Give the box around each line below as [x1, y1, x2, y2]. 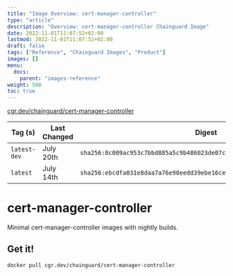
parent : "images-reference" [19, 74, 101, 82]
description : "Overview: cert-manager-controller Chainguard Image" [7, 23, 209, 30]
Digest [195, 128, 217, 138]
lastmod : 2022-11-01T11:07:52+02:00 [7, 36, 113, 43]
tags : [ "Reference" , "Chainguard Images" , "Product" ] [7, 49, 166, 56]
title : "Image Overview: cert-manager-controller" [7, 10, 157, 17]
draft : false [7, 42, 45, 49]
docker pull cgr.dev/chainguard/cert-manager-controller [7, 261, 175, 268]
